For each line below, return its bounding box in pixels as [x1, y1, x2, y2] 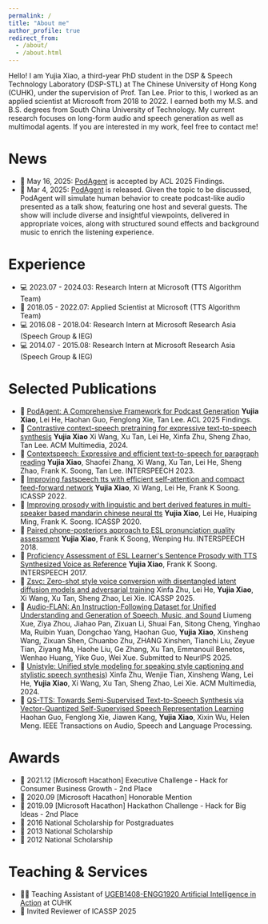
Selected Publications [8, 380, 158, 398]
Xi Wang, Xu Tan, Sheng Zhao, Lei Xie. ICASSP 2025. [19, 593, 195, 602]
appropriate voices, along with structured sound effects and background [19, 218, 260, 228]
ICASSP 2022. [19, 491, 67, 501]
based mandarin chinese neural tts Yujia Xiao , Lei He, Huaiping [48, 508, 258, 518]
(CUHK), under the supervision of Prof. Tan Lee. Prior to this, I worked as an [8, 88, 258, 97]
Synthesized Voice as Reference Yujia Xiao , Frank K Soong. [19, 559, 218, 569]
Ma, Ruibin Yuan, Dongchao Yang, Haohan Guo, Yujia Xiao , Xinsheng [19, 627, 249, 637]
